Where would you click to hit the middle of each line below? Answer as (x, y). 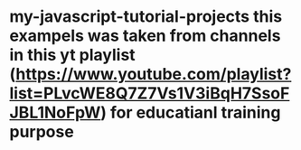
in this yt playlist (72, 55)
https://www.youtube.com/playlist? (154, 75)
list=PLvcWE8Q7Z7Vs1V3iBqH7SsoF (150, 94)
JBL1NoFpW (55, 112)
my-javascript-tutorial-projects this (146, 17)
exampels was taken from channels (145, 36)
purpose (42, 132)
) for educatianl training (191, 112)
